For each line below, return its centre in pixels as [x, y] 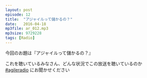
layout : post [19, 10]
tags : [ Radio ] [20, 38]
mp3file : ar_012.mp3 [27, 29]
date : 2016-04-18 [26, 24]
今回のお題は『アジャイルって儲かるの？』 [49, 53]
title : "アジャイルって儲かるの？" [39, 19]
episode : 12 [18, 15]
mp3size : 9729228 [23, 33]
